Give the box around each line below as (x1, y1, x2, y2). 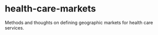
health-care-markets (5, 3, 96, 14)
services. (5, 24, 24, 30)
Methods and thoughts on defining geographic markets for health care (5, 19, 153, 25)
